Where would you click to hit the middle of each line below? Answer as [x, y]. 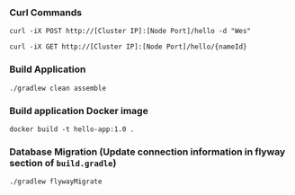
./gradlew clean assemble [58, 88]
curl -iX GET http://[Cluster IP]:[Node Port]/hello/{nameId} [128, 47]
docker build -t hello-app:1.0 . [72, 129]
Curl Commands [46, 13]
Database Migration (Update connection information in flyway [147, 152]
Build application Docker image [79, 111]
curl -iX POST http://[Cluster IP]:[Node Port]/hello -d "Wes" [130, 31]
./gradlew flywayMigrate [56, 182]
